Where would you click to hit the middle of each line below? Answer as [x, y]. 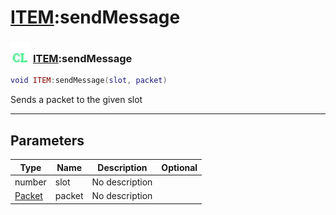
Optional [179, 167]
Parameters [47, 140]
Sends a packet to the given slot [76, 100]
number [30, 182]
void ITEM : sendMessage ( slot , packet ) [89, 81]
